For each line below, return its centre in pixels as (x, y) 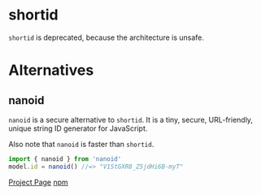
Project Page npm (39, 182)
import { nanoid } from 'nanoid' (65, 159)
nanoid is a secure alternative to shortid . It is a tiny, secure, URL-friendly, (131, 119)
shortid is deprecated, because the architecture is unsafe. (107, 37)
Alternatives (51, 70)
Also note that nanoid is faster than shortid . (81, 144)
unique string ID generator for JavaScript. (78, 128)
